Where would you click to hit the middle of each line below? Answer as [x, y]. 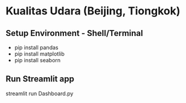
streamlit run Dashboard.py [40, 93]
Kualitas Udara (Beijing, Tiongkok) [93, 11]
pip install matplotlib [39, 54]
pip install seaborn [37, 60]
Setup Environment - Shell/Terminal [74, 33]
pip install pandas [36, 47]
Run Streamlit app [40, 79]
